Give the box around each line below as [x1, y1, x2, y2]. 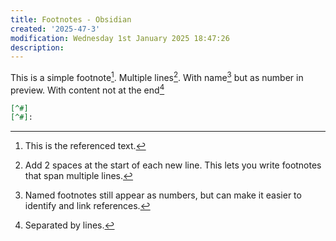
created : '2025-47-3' [10, 24, 101, 34]
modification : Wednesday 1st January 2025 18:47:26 [10, 33, 230, 43]
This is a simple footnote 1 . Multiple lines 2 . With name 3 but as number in [10, 70, 304, 83]
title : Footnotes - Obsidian [10, 14, 132, 25]
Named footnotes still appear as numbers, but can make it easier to [24, 189, 302, 201]
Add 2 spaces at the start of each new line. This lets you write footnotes [24, 159, 322, 171]
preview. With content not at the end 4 [10, 82, 165, 96]
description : [10, 42, 65, 53]
